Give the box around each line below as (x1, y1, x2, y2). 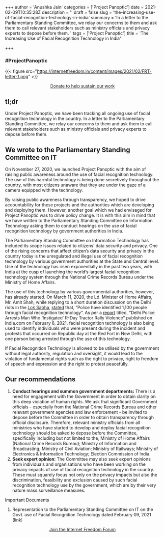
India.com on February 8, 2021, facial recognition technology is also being (5, 320, 155, 326)
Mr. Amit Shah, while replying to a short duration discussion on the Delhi (5, 299, 151, 305)
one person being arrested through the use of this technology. (5, 336, 131, 341)
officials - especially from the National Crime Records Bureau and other (12, 404, 157, 410)
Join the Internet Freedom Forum (49, 526, 116, 532)
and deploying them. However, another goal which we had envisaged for (5, 207, 152, 213)
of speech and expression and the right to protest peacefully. (5, 361, 129, 367)
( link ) (12, 517, 23, 523)
